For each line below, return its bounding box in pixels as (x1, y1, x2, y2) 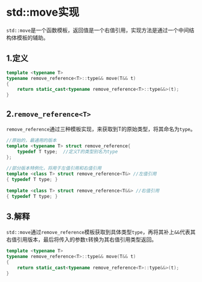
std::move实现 (6, 5, 80, 19)
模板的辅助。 (16, 34, 49, 41)
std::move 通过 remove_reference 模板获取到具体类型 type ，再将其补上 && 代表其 (6, 228, 196, 236)
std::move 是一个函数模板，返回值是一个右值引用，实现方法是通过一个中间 (6, 26, 189, 34)
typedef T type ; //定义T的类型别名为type (17, 149, 118, 155)
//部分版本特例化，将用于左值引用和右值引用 (6, 165, 102, 171)
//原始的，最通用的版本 (6, 137, 57, 143)
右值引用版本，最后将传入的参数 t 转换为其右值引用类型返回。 (6, 236, 157, 244)
